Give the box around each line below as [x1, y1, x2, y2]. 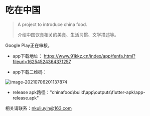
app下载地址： [12, 53, 43, 59]
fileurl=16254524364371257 [12, 58, 71, 64]
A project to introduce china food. [17, 21, 87, 27]
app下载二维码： [12, 68, 47, 75]
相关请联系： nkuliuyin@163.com [5, 105, 72, 111]
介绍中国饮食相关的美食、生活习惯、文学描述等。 [17, 31, 119, 37]
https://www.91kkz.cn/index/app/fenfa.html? [43, 53, 135, 59]
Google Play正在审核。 [5, 42, 53, 48]
